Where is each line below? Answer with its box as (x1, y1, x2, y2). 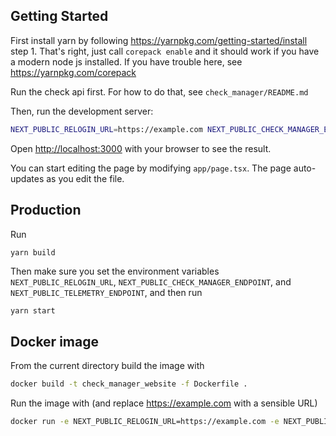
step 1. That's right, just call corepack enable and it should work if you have (10, 45, 320, 57)
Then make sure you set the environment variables (10, 265, 220, 277)
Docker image (10, 333, 99, 350)
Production (10, 202, 82, 219)
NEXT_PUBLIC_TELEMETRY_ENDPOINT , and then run (10, 286, 203, 298)
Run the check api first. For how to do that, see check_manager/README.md (10, 85, 309, 98)
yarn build (10, 247, 56, 258)
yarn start (10, 305, 56, 316)
